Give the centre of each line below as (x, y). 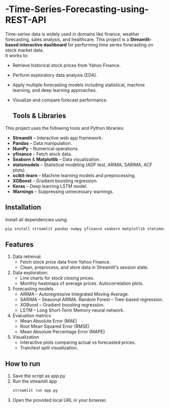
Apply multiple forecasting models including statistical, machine (78, 85)
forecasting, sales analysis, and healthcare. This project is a (67, 39)
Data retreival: (27, 257)
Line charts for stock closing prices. (57, 278)
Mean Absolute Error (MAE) (49, 321)
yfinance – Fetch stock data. (42, 154)
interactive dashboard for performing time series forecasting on (86, 44)
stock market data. (25, 50)
